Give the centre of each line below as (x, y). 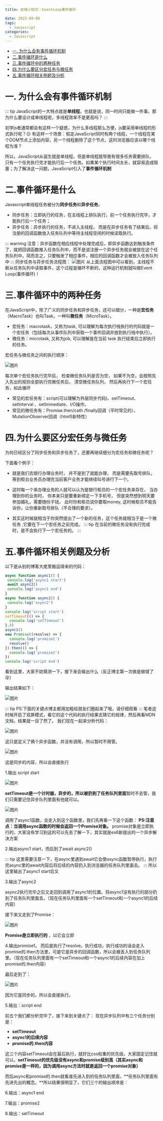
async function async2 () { (32, 598)
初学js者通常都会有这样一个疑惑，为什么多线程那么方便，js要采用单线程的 (78, 128)
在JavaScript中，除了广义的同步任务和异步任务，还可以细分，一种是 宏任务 (80, 309)
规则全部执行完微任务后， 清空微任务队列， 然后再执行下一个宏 (85, 382)
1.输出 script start (22, 773)
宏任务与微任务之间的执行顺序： (37, 355)
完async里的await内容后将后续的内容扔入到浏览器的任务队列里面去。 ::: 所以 (81, 865)
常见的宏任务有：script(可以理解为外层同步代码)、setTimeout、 (75, 398)
